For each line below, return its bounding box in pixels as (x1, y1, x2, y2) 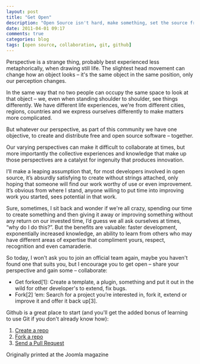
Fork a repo (14, 333, 43, 340)
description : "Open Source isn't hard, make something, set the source (6, 20, 187, 26)
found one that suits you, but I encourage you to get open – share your (6, 260, 180, 267)
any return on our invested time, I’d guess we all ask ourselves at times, (6, 217, 182, 224)
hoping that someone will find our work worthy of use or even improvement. (6, 180, 192, 188)
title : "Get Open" (6, 14, 52, 20)
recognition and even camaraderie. (6, 242, 92, 250)
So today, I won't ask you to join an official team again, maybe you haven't (6, 254, 188, 261)
